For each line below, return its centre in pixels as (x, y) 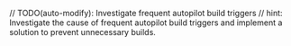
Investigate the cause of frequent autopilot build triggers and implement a (146, 23)
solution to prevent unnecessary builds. (82, 32)
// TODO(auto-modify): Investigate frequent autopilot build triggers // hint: (146, 13)
